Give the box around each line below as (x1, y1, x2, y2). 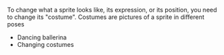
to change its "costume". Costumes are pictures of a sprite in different (7, 13, 205, 21)
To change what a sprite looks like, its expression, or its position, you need (7, 6, 217, 14)
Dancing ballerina (16, 33, 67, 41)
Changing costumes (16, 41, 74, 48)
